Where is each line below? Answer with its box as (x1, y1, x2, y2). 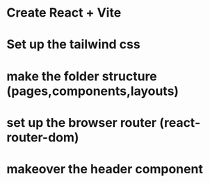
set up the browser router (6, 114, 157, 130)
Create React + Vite (6, 5, 122, 21)
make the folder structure (6, 68, 157, 84)
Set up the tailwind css (6, 37, 140, 53)
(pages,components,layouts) (6, 83, 179, 98)
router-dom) (6, 130, 79, 145)
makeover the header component (6, 161, 203, 177)
